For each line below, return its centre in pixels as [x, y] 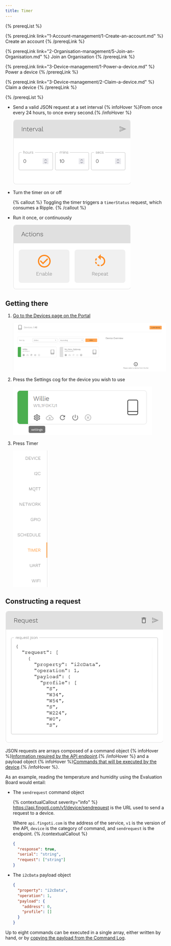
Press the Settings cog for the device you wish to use [69, 379]
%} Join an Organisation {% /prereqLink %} [89, 57]
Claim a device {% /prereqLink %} [41, 87]
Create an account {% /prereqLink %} [45, 41]
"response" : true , [37, 849]
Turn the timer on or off [37, 192]
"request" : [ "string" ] [42, 860]
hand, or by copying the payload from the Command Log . [66, 938]
